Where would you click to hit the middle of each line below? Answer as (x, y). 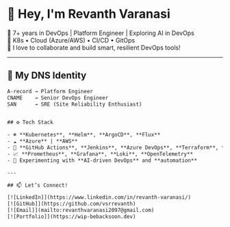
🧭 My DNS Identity (47, 76)
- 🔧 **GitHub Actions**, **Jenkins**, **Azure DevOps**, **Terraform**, (113, 147)
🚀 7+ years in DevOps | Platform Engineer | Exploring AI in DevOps (101, 33)
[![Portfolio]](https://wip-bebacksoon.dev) (72, 217)
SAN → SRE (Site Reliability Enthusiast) (75, 104)
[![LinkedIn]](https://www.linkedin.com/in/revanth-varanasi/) (99, 198)
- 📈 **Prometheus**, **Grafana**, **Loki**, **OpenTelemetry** (100, 154)
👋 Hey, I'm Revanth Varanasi (89, 14)
